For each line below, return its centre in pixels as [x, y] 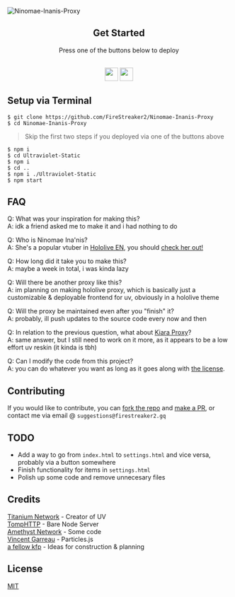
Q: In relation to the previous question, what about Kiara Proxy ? [99, 332]
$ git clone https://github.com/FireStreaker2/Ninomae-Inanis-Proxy [110, 117]
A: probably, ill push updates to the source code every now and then [107, 319]
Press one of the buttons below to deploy [119, 50]
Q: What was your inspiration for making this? [74, 219]
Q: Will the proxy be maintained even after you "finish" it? [91, 311]
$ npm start [25, 180]
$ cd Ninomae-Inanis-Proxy [47, 123]
